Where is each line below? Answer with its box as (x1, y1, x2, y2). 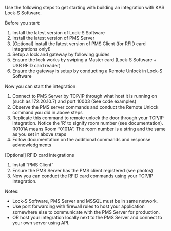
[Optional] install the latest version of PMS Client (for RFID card (12, 40, 146, 47)
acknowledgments (12, 142, 52, 148)
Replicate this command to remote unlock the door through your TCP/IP (12, 115, 164, 121)
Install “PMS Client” (12, 162, 54, 168)
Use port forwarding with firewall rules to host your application (12, 203, 145, 209)
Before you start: (5, 20, 41, 26)
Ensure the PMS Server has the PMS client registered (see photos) (12, 167, 154, 173)
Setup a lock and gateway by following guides (12, 51, 110, 57)
